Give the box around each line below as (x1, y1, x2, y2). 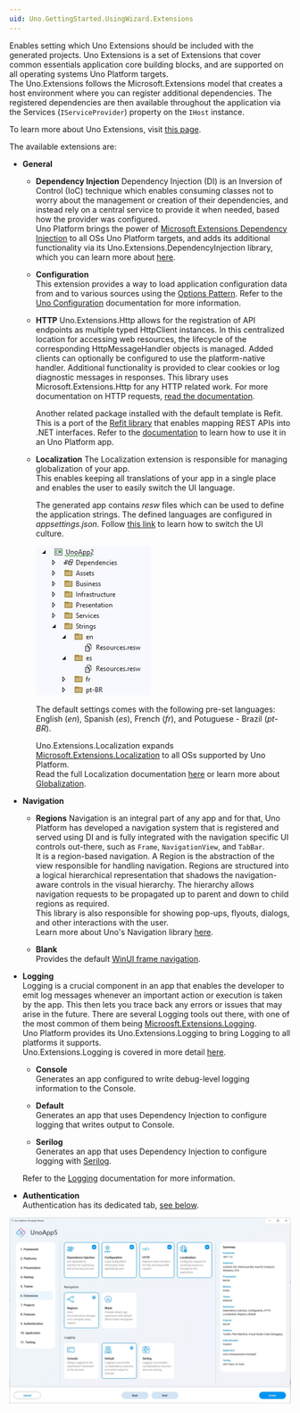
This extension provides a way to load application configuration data (35, 278, 287, 289)
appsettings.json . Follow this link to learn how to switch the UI (35, 518, 263, 529)
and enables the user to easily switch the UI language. (35, 482, 235, 493)
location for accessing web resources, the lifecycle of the (35, 333, 247, 344)
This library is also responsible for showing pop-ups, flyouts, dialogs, (35, 907, 290, 918)
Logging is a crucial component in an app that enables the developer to (21, 980, 285, 991)
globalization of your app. (35, 463, 130, 473)
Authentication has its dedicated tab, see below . (21, 1200, 199, 1210)
